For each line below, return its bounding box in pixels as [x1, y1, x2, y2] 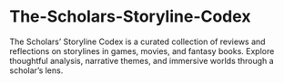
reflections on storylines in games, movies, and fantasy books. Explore [9, 45, 275, 56]
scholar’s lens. [9, 65, 64, 76]
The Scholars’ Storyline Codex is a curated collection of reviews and [9, 36, 266, 47]
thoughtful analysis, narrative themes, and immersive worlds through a [9, 55, 275, 66]
